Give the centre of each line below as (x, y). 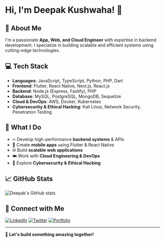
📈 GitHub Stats (29, 179)
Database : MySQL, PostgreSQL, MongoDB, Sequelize (67, 96)
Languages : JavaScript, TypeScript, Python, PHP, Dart (68, 81)
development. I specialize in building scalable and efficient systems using (79, 45)
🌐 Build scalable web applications (47, 150)
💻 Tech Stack (27, 67)
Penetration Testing (32, 112)
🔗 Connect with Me (35, 208)
